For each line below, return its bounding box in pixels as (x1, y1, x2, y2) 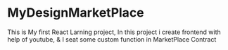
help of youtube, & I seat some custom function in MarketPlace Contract (7, 35, 217, 43)
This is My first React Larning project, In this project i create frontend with (7, 28, 221, 36)
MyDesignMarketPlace (7, 5, 144, 21)
